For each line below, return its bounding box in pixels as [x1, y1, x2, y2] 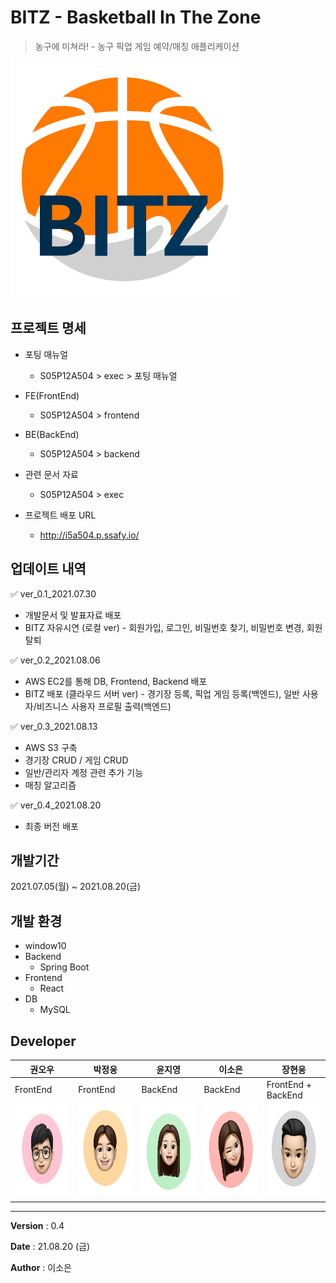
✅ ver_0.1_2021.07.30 [10, 587, 97, 600]
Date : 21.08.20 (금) [10, 1240, 91, 1252]
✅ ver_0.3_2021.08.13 [10, 720, 98, 732]
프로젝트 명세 [10, 320, 87, 337]
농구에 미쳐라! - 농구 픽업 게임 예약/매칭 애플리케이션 [34, 40, 240, 52]
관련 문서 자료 [24, 468, 79, 480]
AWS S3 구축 [24, 741, 78, 753]
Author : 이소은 [10, 1261, 72, 1273]
